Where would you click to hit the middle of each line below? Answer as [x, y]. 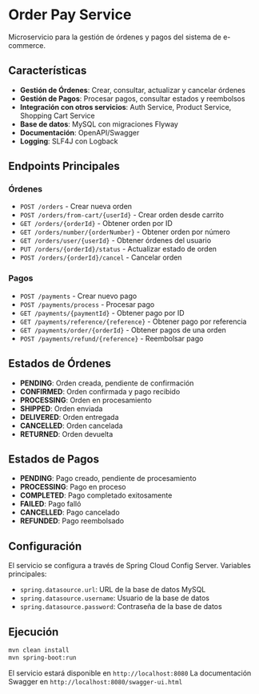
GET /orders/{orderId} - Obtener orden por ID [96, 224]
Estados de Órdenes [60, 363]
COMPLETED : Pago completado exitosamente [96, 495]
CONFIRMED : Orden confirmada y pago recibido [100, 391]
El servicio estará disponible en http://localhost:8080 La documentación [130, 673]
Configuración [45, 546]
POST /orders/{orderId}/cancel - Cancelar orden [101, 257]
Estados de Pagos [54, 459]
